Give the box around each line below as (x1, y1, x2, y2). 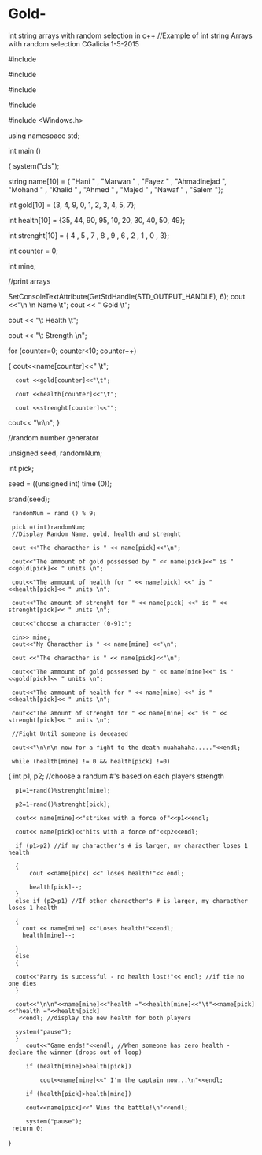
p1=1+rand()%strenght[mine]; (15, 786, 111, 794)
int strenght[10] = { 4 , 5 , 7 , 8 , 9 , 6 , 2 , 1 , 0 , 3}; (8, 230, 170, 240)
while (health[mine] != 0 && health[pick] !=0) (11, 757, 171, 765)
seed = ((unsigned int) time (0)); (8, 478, 113, 488)
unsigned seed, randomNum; (8, 448, 103, 458)
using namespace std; (8, 131, 80, 140)
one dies (8, 979, 37, 987)
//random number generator (8, 433, 99, 442)
